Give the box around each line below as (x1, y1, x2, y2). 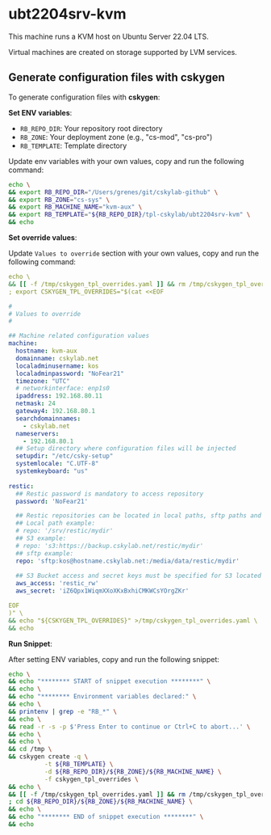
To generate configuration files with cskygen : (8, 92, 161, 102)
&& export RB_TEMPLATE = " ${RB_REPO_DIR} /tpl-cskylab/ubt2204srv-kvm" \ (8, 211, 251, 219)
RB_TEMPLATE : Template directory (19, 141, 127, 150)
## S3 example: (15, 534, 67, 542)
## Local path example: (15, 519, 95, 528)
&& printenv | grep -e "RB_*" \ (8, 707, 117, 715)
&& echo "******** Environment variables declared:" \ (8, 693, 197, 701)
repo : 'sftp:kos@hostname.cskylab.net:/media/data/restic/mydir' (15, 557, 240, 565)
